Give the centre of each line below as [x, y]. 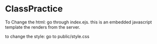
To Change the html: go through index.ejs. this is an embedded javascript [78, 22]
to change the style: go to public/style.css [47, 36]
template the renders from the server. [43, 27]
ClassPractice [34, 9]
